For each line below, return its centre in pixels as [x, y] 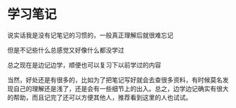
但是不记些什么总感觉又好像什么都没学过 [66, 50]
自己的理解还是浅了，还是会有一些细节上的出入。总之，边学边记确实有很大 [121, 88]
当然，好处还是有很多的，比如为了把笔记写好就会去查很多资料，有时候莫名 [115, 80]
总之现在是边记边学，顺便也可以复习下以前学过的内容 [84, 65]
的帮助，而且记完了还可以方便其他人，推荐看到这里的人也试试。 [99, 97]
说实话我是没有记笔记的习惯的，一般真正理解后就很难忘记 [90, 35]
